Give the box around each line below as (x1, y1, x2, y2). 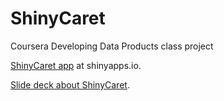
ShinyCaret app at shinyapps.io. (10, 59, 142, 71)
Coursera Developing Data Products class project (10, 40, 214, 52)
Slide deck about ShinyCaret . (10, 78, 130, 91)
